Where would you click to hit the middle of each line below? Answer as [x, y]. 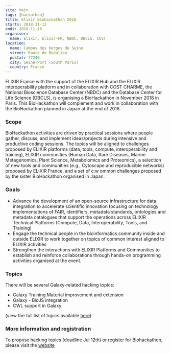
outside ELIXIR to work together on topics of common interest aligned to [89, 239]
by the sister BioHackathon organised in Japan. [55, 176]
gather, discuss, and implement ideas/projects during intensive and [76, 138]
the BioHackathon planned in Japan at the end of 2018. [63, 109]
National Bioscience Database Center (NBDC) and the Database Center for [84, 92]
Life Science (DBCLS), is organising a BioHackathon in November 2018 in [82, 98]
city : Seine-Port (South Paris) [44, 62]
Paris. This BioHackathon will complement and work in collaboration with [82, 103]
